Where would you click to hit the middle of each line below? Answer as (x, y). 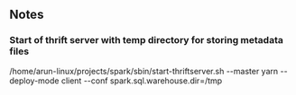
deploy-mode (34, 81)
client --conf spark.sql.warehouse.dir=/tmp (142, 81)
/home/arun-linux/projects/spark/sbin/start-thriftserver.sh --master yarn (144, 71)
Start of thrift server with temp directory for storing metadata (147, 40)
